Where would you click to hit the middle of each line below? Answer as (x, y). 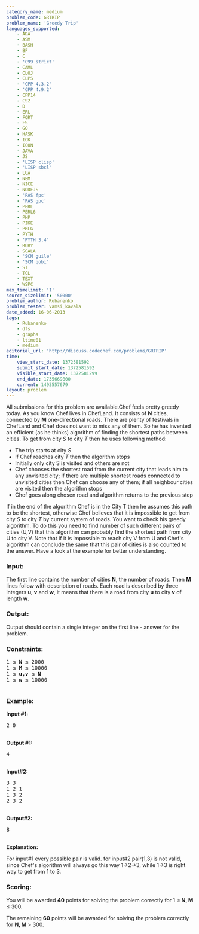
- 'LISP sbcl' (34, 168)
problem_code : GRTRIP (33, 17)
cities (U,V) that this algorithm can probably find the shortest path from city (99, 532)
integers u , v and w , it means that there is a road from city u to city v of (94, 592)
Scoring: (19, 887)
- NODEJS (28, 190)
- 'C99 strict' (36, 62)
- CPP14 (26, 95)
